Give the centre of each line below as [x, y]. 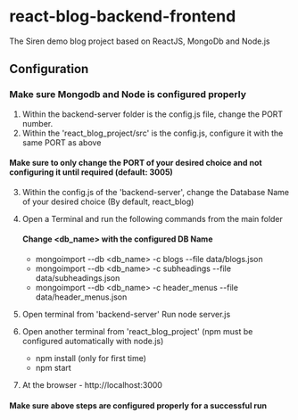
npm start [53, 368]
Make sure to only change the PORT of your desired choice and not [136, 163]
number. [37, 123]
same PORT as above [62, 142]
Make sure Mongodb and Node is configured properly [128, 95]
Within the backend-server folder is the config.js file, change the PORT [153, 114]
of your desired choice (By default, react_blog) [108, 202]
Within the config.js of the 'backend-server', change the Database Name [156, 192]
